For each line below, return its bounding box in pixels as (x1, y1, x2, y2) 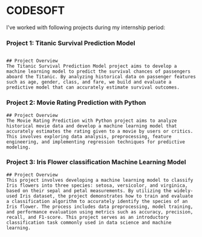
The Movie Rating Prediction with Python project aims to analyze (6, 118, 177, 124)
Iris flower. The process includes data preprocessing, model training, (6, 204, 194, 210)
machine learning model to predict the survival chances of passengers (6, 68, 191, 75)
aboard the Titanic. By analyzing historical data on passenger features (6, 74, 197, 80)
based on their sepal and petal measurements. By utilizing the (6, 187, 172, 194)
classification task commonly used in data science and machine (6, 219, 172, 225)
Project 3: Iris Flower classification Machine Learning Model (6, 158, 186, 167)
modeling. (6, 144, 31, 150)
